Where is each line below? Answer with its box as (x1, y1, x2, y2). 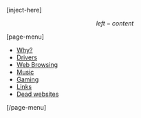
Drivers (16, 53, 38, 61)
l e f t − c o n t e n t (96, 19, 134, 27)
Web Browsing (16, 61, 58, 68)
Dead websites (16, 90, 59, 98)
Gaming (16, 75, 39, 83)
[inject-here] (6, 6, 42, 14)
